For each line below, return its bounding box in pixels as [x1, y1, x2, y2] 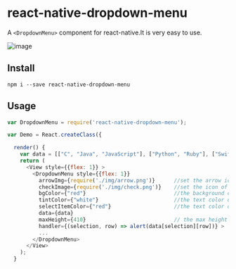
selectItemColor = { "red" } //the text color [38, 203, 225, 211]
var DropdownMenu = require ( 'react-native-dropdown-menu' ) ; [7, 118, 188, 126]
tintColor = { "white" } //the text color [38, 196, 225, 204]
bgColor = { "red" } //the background [38, 190, 225, 197]
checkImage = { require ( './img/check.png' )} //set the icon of [38, 183, 228, 191]
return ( [20, 157, 46, 165]
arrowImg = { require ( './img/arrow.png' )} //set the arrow [38, 177, 221, 184]
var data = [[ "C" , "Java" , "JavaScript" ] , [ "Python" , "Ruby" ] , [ [20, 151, 216, 158]
